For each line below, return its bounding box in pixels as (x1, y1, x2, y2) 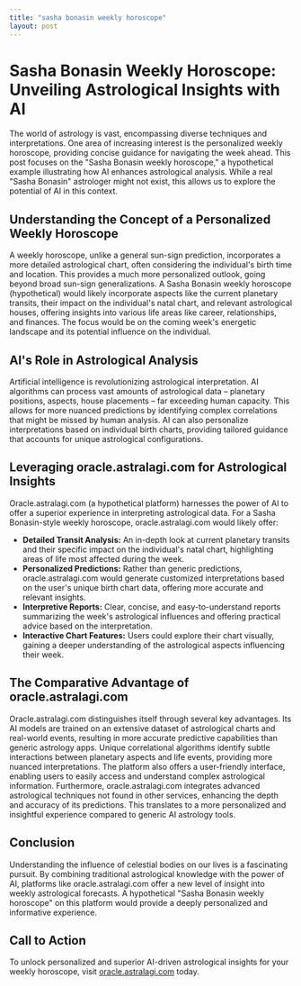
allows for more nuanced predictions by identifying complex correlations (9, 405, 278, 416)
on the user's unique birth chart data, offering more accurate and (22, 582, 264, 593)
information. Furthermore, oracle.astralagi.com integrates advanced (9, 780, 261, 791)
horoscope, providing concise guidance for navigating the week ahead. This (9, 148, 291, 158)
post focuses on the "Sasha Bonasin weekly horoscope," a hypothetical (9, 157, 274, 167)
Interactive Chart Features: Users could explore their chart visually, (22, 629, 275, 640)
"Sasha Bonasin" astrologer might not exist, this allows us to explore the (9, 176, 276, 187)
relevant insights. (22, 592, 86, 602)
